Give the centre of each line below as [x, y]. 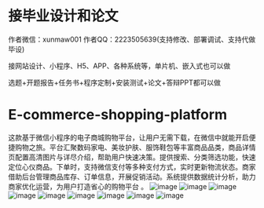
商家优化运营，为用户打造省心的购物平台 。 [78, 186]
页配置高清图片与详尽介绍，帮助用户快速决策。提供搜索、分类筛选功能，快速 [132, 157]
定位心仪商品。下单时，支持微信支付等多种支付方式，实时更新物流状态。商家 [132, 166]
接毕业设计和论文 [64, 16]
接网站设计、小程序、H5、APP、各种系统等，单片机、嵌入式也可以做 [119, 66]
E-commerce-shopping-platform [118, 115]
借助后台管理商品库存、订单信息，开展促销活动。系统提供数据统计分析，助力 [132, 177]
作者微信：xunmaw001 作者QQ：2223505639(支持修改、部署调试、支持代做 [132, 39]
